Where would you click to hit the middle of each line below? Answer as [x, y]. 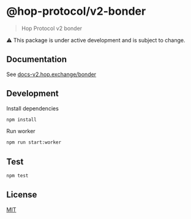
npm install [21, 120]
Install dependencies [33, 108]
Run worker [21, 131]
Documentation [37, 60]
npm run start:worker [34, 142]
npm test [17, 176]
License [22, 195]
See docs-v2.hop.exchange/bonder [51, 74]
